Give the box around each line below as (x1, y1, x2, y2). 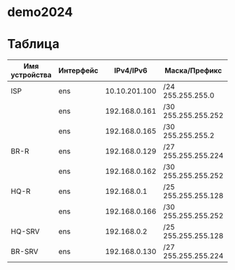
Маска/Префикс (164, 66, 222, 75)
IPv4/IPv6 (114, 66, 148, 75)
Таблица (7, 36, 59, 52)
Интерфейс (58, 66, 99, 75)
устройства (10, 70, 52, 80)
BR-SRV (10, 247, 38, 257)
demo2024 (7, 4, 73, 20)
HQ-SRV (10, 227, 40, 237)
